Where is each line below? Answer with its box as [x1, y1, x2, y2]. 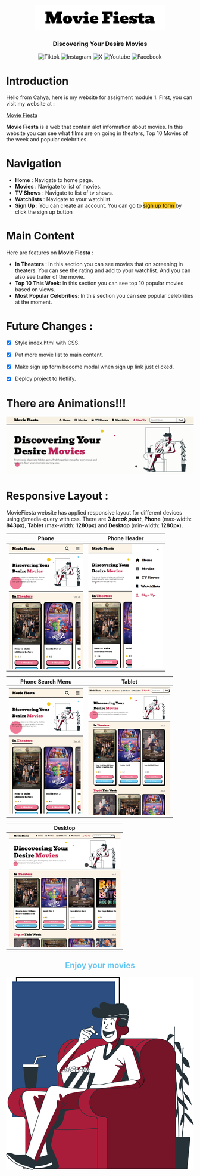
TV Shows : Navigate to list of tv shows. [14, 189, 114, 196]
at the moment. [14, 298, 52, 306]
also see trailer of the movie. [14, 273, 85, 281]
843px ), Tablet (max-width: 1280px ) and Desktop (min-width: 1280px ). [6, 521, 183, 529]
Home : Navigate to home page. [14, 177, 93, 184]
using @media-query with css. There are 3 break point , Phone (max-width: [6, 515, 192, 522]
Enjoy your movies [65, 960, 135, 971]
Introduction [6, 74, 69, 88]
